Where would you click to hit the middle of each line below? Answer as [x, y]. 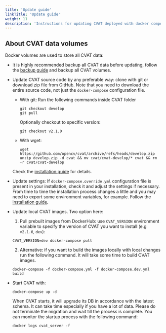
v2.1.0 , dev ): [32, 232]
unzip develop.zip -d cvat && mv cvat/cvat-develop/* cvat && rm [88, 158]
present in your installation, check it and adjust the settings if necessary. [86, 186]
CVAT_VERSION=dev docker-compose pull [52, 241]
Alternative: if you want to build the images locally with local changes [90, 250]
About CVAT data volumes [46, 43]
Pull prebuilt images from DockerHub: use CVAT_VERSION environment [89, 221]
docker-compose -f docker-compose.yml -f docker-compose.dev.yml [81, 269]
